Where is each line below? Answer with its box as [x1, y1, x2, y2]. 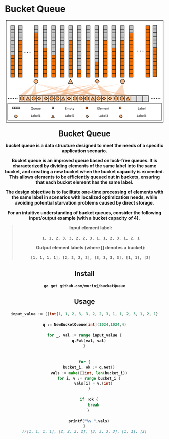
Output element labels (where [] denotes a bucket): [35, 245, 146, 251]
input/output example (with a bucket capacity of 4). [29, 215, 140, 221]
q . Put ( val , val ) [72, 338, 107, 343]
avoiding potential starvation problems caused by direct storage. [15, 200, 154, 206]
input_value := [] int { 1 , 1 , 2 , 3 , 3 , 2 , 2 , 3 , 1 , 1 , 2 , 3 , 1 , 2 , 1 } [11, 312, 158, 317]
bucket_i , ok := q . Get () [62, 365, 115, 370]
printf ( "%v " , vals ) [68, 418, 110, 424]
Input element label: [69, 225, 112, 231]
